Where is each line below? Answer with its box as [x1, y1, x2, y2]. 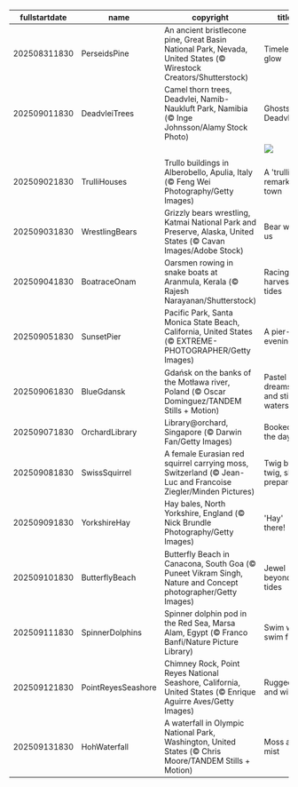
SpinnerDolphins [81, 627, 142, 638]
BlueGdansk [81, 386, 126, 396]
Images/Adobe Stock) [163, 245, 244, 256]
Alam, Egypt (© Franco [163, 627, 248, 638]
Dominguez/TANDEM [163, 395, 242, 406]
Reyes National [163, 668, 219, 678]
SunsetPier [81, 330, 122, 342]
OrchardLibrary [81, 426, 137, 437]
